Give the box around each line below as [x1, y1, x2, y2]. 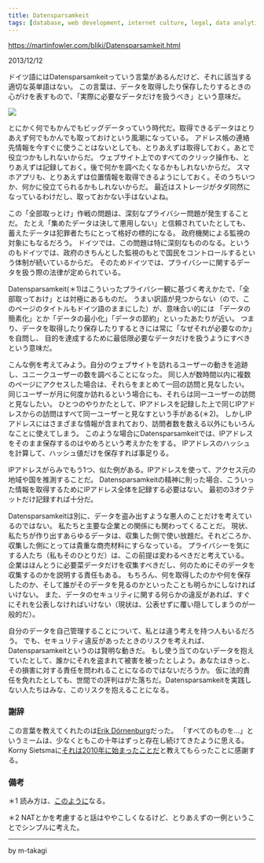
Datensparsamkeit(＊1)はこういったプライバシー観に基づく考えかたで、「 [8, 284, 244, 293]
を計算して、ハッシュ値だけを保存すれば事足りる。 [8, 448, 173, 457]
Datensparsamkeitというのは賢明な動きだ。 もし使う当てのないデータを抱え [8, 645, 255, 655]
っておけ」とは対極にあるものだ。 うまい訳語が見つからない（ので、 [21, 294, 244, 303]
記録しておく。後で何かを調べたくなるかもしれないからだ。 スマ [42, 162, 251, 171]
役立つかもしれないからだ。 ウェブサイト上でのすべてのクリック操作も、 [8, 152, 244, 162]
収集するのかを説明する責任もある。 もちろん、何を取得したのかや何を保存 [8, 570, 251, 579]
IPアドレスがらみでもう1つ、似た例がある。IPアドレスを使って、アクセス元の [8, 465, 257, 474]
